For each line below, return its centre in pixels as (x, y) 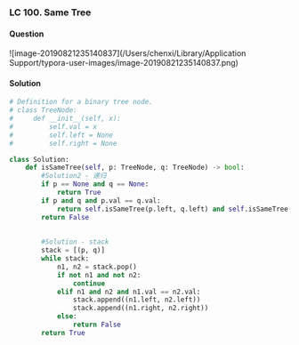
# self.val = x (53, 126)
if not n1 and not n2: (99, 275)
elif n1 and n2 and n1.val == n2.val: (129, 292)
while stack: (65, 259)
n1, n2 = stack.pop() (97, 267)
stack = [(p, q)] (73, 251)
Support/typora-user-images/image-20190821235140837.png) (124, 63)
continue (89, 283)
